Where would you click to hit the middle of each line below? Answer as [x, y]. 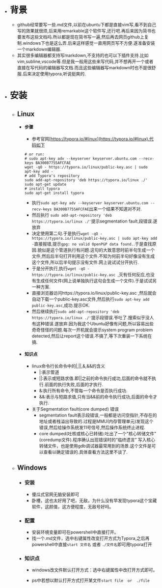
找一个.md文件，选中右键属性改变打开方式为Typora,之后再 [91, 538]
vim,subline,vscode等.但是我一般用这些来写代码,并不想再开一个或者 [85, 61]
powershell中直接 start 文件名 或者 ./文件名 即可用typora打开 [92, 544]
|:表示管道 [49, 372]
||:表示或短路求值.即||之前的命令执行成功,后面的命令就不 [95, 378]
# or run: [34, 154]
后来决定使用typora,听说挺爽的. [54, 74]
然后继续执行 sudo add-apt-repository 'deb [75, 311]
